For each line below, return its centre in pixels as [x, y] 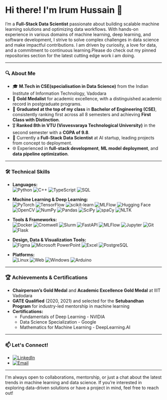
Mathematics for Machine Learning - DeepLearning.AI [75, 327]
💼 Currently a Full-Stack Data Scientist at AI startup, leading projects [83, 138]
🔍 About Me [20, 73]
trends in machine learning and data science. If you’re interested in [74, 383]
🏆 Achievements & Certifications [46, 277]
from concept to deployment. [42, 143]
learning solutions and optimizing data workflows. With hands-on [72, 29]
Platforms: [23, 255]
